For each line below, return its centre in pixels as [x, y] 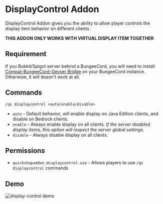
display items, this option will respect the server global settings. [78, 130]
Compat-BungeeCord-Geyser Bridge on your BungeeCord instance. [75, 71]
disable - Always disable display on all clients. [60, 135]
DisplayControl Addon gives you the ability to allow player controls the [78, 23]
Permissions [25, 150]
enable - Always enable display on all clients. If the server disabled [81, 124]
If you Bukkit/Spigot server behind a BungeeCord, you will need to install [80, 66]
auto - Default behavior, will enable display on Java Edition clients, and [86, 114]
